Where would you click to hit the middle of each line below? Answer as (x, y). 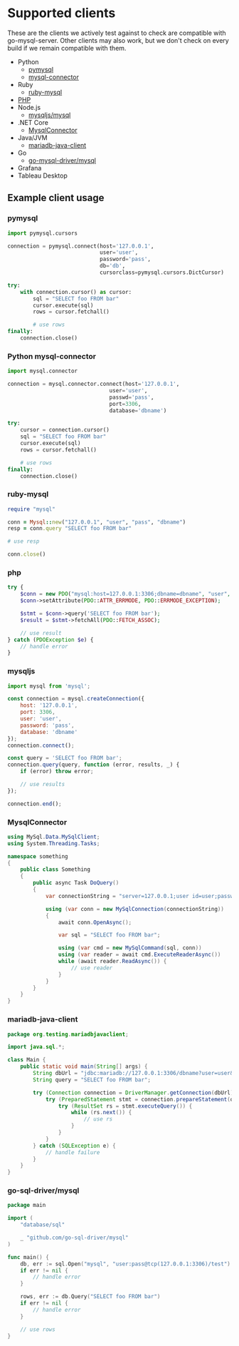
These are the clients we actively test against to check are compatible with (117, 33)
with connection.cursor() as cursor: (76, 292)
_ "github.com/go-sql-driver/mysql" (75, 1238)
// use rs (98, 1119)
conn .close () (27, 554)
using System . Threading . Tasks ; (54, 843)
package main (27, 1205)
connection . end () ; (34, 804)
